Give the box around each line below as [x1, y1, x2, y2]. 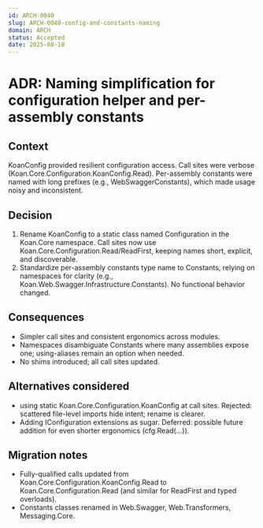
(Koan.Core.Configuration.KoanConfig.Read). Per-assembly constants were [8, 169, 253, 178]
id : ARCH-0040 [8, 11, 55, 20]
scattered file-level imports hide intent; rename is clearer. [19, 409, 206, 418]
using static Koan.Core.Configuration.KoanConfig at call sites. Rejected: [19, 400, 252, 410]
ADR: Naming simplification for [8, 75, 215, 93]
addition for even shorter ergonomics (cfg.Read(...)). [19, 426, 190, 435]
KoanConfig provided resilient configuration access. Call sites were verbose [8, 161, 254, 170]
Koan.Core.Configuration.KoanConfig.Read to [19, 478, 168, 487]
